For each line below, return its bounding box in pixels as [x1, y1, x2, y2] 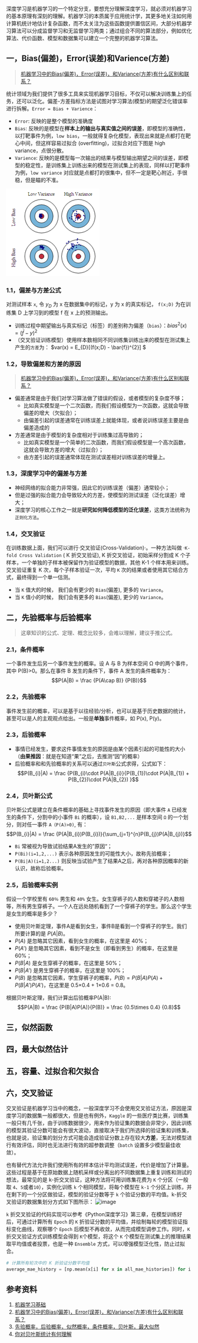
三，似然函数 [6, 1022, 53, 1032]
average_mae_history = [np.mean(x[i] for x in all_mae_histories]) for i [6, 1266, 192, 1272]
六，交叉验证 [6, 1088, 53, 1098]
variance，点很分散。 [14, 147, 67, 154]
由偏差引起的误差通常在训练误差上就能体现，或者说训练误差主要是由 [23, 416, 189, 423]
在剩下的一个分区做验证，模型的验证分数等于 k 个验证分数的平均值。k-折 [6, 1191, 182, 1198]
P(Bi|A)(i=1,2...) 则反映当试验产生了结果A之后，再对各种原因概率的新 [14, 857, 189, 865]
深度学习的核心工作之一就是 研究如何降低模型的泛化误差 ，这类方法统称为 [14, 506, 190, 513]
